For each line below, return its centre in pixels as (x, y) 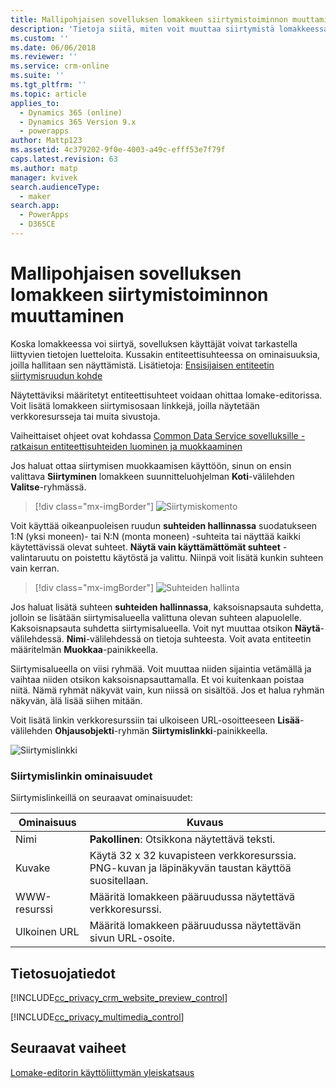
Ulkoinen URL (47, 932)
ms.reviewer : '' (44, 57)
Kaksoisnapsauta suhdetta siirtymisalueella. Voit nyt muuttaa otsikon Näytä (165, 628)
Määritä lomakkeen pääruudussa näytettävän (195, 926)
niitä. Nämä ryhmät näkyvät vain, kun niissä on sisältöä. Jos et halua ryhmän (167, 690)
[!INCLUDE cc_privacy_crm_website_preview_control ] (119, 997)
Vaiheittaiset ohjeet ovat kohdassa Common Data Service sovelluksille (154, 435)
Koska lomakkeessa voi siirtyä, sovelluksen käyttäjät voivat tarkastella (154, 343)
